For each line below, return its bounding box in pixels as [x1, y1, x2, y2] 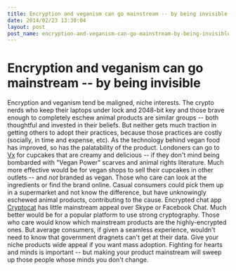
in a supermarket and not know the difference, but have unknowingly [7, 188, 207, 197]
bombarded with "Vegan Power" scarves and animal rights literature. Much [7, 158, 224, 167]
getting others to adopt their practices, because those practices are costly [7, 128, 223, 137]
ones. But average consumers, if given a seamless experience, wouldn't [7, 226, 216, 234]
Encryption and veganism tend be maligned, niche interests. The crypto [7, 99, 214, 107]
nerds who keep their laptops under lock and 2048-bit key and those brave [7, 106, 225, 115]
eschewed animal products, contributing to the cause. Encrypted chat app [7, 196, 222, 204]
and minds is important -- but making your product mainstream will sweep [7, 248, 222, 257]
